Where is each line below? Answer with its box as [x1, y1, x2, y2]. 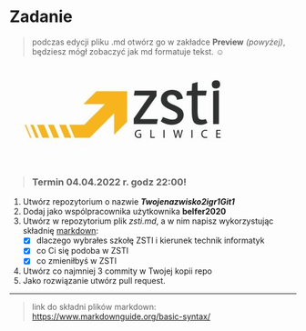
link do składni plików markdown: [31, 302, 157, 313]
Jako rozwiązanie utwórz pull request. [22, 276, 166, 286]
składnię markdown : [22, 226, 98, 236]
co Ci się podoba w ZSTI [36, 246, 129, 256]
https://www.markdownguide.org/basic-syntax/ [31, 311, 211, 322]
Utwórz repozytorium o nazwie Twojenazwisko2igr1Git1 [22, 196, 235, 207]
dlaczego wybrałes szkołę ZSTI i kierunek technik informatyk [36, 235, 265, 246]
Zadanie [9, 6, 73, 27]
